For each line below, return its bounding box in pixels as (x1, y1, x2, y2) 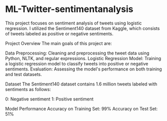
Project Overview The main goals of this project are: (5, 40, 112, 46)
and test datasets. (5, 71, 42, 77)
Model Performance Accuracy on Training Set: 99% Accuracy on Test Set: (5, 105, 158, 111)
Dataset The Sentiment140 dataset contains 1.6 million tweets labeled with (5, 81, 158, 87)
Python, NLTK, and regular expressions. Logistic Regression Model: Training (5, 55, 162, 61)
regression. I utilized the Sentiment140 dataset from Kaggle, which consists (5, 25, 160, 31)
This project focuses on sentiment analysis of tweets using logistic (5, 20, 142, 26)
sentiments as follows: (5, 86, 51, 92)
